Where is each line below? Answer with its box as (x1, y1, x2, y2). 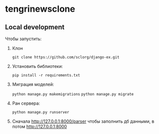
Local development (5, 23, 65, 31)
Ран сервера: (12, 100, 40, 106)
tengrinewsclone (5, 3, 76, 15)
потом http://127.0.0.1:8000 (12, 124, 67, 129)
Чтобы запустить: (5, 36, 42, 42)
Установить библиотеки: (12, 64, 63, 69)
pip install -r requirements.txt (12, 73, 80, 78)
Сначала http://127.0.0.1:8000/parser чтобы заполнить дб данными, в (12, 118, 155, 124)
